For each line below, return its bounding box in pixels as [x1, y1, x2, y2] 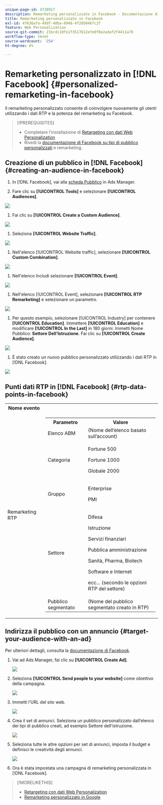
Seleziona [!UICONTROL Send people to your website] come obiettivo [12, 676, 154, 681]
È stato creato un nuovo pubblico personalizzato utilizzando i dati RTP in [12, 354, 157, 360]
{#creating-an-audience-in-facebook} [5, 166, 125, 174]
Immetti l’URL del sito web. [12, 699, 65, 705]
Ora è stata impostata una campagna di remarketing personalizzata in [12, 765, 151, 771]
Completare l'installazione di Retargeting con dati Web [24, 129, 133, 135]
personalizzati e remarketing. [24, 144, 82, 151]
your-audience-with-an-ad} [5, 634, 92, 643]
